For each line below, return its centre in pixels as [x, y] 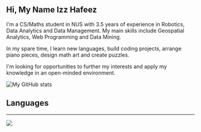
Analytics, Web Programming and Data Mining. [64, 37]
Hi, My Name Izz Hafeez [52, 10]
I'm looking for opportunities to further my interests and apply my [87, 66]
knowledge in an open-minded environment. [61, 73]
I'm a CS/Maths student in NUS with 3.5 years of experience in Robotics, [95, 24]
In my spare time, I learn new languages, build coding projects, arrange [94, 48]
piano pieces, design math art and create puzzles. [68, 55]
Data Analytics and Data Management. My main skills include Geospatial [95, 30]
